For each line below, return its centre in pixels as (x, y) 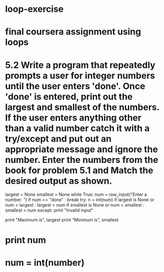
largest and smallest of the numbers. (82, 107)
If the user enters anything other (73, 118)
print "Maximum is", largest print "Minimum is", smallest (62, 220)
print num (26, 240)
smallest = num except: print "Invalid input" (49, 210)
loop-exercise (34, 9)
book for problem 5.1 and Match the (79, 170)
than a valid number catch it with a (77, 128)
